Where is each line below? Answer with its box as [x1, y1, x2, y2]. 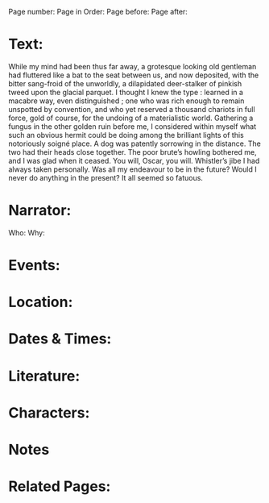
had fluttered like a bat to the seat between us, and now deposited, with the [8, 70, 259, 80]
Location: [8, 293, 73, 311]
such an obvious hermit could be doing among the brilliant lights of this [8, 130, 244, 139]
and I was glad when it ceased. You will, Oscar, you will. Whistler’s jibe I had [8, 156, 260, 165]
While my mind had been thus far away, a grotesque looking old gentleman [8, 61, 257, 71]
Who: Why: [8, 227, 46, 237]
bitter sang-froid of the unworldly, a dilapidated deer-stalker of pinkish [8, 78, 242, 88]
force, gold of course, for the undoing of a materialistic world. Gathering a [8, 113, 254, 123]
